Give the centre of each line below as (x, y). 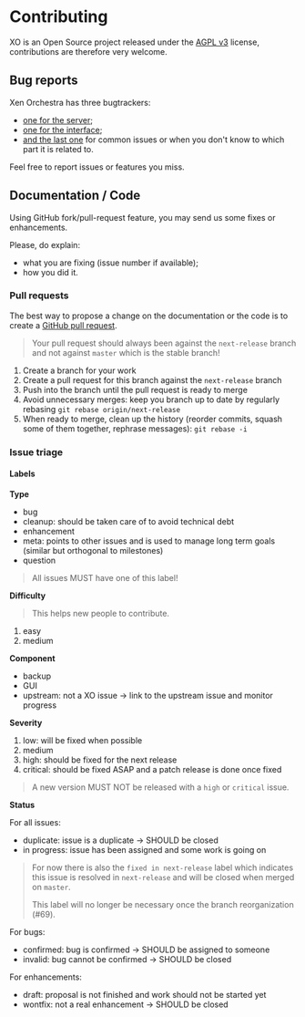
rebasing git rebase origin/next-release (101, 409)
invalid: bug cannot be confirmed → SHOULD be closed (127, 959)
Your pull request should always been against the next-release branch (164, 343)
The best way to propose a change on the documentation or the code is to (149, 316)
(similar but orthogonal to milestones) (93, 550)
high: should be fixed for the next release (100, 760)
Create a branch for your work (79, 370)
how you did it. (51, 272)
